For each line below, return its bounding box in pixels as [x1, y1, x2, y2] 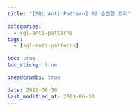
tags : [7, 36, 23, 43]
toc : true [7, 55, 36, 62]
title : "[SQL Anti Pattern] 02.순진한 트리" [7, 10, 131, 17]
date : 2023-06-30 [7, 87, 58, 94]
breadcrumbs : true [7, 74, 61, 81]
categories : [7, 22, 42, 30]
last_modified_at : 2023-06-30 [7, 93, 95, 100]
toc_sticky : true [7, 61, 58, 68]
